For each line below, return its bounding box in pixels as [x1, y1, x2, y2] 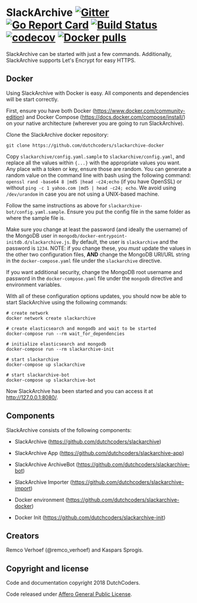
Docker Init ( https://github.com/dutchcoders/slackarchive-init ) [14, 513, 166, 521]
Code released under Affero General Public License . [6, 591, 132, 598]
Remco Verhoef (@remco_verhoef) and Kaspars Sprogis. [6, 546, 144, 553]
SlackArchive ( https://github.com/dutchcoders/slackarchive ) [14, 438, 162, 445]
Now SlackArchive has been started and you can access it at [6, 387, 153, 394]
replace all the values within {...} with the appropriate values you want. [6, 159, 181, 166]
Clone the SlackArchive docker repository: [6, 131, 109, 138]
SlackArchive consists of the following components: [6, 426, 132, 433]
